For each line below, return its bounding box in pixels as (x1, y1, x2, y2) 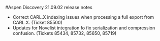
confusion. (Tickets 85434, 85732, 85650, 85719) (12, 30, 117, 36)
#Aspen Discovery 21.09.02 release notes (5, 5, 92, 10)
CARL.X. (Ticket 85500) (12, 20, 62, 25)
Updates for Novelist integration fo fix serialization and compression (12, 25, 155, 31)
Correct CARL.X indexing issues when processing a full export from (12, 14, 154, 20)
